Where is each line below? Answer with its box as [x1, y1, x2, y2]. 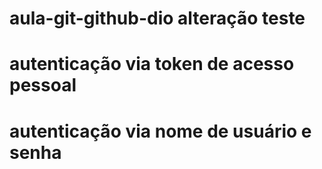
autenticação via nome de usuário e [9, 120, 312, 142]
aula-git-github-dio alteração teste [9, 7, 306, 30]
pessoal [9, 74, 77, 97]
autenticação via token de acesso [9, 53, 295, 76]
